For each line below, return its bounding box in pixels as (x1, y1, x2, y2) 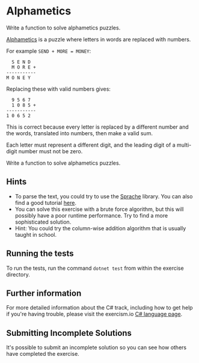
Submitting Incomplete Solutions (6, 328, 132, 338)
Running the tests (6, 248, 74, 259)
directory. (6, 270, 30, 278)
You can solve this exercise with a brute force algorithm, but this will (14, 206, 184, 213)
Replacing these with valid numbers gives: (6, 85, 111, 93)
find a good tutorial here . (14, 199, 77, 206)
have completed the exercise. (6, 350, 79, 358)
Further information (6, 288, 82, 298)
